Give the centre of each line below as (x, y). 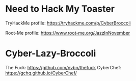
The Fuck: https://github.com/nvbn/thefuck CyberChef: (63, 67)
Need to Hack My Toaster (60, 9)
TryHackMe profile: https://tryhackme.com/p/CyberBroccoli (68, 23)
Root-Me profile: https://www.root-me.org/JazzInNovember (68, 33)
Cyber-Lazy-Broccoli (51, 53)
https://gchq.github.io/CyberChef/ (41, 73)
